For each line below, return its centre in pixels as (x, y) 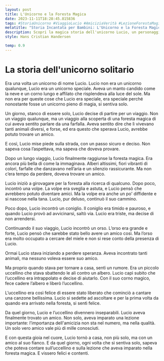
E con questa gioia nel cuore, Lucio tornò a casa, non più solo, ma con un (79, 338)
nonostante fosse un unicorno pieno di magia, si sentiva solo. (67, 104)
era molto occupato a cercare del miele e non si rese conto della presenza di (82, 238)
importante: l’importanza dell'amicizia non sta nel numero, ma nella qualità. (80, 323)
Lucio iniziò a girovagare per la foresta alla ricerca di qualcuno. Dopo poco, (81, 183)
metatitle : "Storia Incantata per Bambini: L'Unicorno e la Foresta (76, 28)
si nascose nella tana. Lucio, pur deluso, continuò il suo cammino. (71, 199)
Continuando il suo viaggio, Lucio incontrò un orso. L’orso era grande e (76, 228)
